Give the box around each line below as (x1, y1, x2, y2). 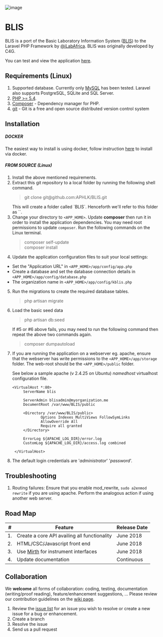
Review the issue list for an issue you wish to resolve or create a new (12, 605, 150, 611)
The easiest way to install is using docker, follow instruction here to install (5, 146, 152, 152)
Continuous (116, 556, 144, 563)
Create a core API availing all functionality (17, 532, 112, 539)
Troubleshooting (5, 472, 57, 480)
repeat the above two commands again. (12, 331, 92, 337)
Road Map (5, 509, 36, 518)
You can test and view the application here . (5, 58, 91, 64)
